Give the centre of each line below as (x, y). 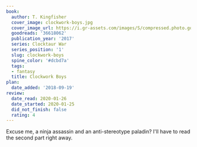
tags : (18, 66)
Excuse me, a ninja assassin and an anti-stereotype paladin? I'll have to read (98, 132)
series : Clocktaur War (39, 45)
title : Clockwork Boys (39, 77)
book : (13, 11)
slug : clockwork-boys (38, 55)
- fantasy (23, 71)
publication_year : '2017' (43, 39)
